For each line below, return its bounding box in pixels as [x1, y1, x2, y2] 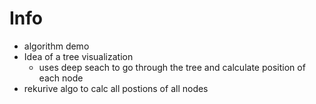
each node [38, 72, 84, 84]
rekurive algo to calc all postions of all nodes [23, 82, 209, 94]
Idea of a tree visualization [23, 50, 134, 62]
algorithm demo [23, 40, 90, 52]
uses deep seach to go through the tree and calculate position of [38, 61, 306, 73]
